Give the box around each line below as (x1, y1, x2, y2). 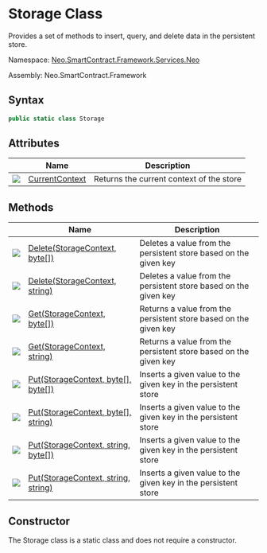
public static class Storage (8, 115, 105, 123)
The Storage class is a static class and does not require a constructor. (8, 535, 237, 545)
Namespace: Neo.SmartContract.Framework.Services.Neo (8, 55, 200, 64)
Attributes (8, 137, 60, 150)
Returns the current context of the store (94, 173, 242, 185)
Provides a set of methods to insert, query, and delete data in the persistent (8, 31, 256, 41)
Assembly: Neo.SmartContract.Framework (8, 70, 147, 80)
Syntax (8, 93, 44, 107)
